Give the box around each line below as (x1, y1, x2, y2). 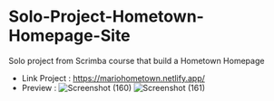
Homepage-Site (8, 25, 131, 46)
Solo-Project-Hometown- (8, 6, 205, 27)
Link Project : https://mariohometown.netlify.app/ (21, 72, 206, 83)
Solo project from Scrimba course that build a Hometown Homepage (8, 55, 265, 66)
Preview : (21, 82, 57, 93)
